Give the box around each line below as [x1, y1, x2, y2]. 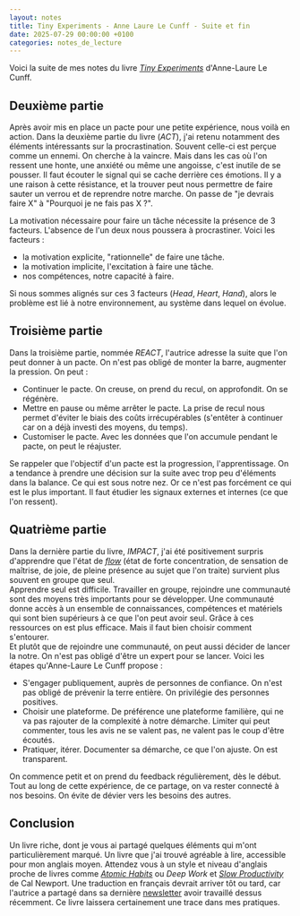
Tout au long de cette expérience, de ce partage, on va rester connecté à [9, 780, 279, 791]
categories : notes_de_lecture [9, 38, 123, 47]
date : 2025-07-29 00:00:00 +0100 [9, 30, 134, 39]
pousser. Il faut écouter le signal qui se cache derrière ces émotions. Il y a [9, 169, 282, 180]
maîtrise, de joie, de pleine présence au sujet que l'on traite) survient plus [9, 565, 280, 576]
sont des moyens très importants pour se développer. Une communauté [9, 593, 275, 604]
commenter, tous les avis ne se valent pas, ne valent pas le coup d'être [21, 724, 285, 735]
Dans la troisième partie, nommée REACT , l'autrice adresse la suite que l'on [9, 347, 288, 358]
